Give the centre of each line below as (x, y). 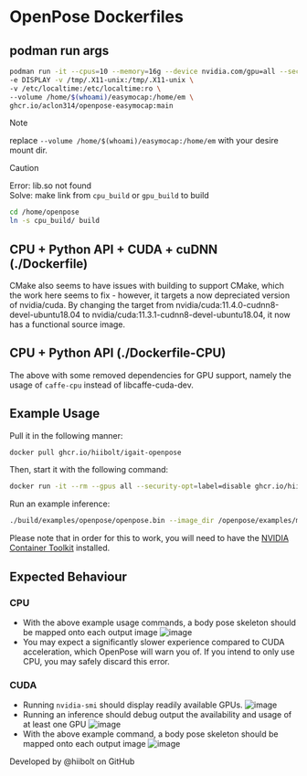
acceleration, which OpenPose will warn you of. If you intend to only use (159, 652)
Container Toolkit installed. (60, 548)
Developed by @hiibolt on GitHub (72, 761)
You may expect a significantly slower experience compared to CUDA (153, 642)
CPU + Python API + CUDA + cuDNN (114, 249)
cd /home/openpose (44, 212)
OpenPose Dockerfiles (97, 17)
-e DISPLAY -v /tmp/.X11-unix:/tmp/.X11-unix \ (102, 80)
